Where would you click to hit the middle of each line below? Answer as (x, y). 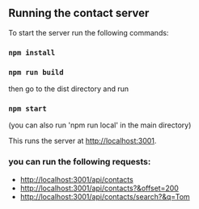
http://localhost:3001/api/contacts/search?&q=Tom (105, 196)
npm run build (36, 72)
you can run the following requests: (80, 162)
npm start (28, 109)
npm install (32, 52)
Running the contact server (79, 13)
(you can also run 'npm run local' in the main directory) (100, 125)
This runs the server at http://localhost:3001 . (83, 141)
